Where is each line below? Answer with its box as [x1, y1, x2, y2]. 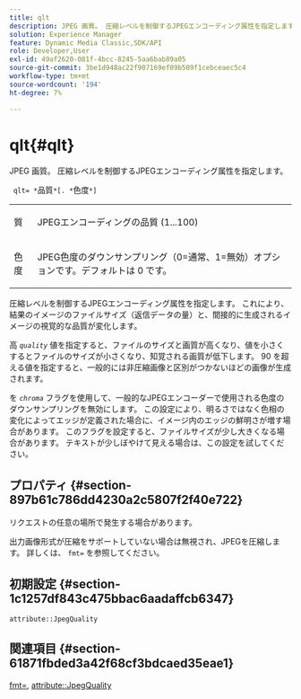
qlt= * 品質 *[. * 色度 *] [13, 185, 98, 196]
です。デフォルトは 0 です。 [55, 264, 172, 277]
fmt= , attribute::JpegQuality [9, 679, 112, 690]
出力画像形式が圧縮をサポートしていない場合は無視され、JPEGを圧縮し [9, 536, 273, 547]
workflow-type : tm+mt [9, 72, 90, 81]
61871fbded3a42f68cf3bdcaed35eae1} [9, 656, 235, 671]
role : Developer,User [9, 47, 90, 56]
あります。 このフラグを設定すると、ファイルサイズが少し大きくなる [24, 426, 278, 437]
